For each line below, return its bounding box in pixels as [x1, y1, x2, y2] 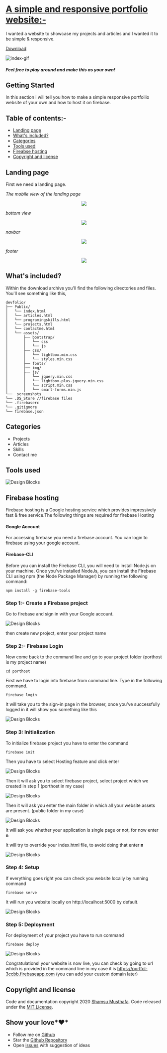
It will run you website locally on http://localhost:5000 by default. [5, 899, 139, 905]
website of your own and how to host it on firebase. [5, 100, 111, 106]
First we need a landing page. [5, 181, 67, 187]
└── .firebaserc [5, 400, 39, 405]
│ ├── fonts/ [5, 361, 46, 366]
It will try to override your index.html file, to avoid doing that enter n [5, 842, 144, 848]
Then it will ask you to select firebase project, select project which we [5, 777, 149, 783]
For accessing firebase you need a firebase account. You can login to [5, 535, 148, 541]
